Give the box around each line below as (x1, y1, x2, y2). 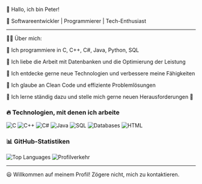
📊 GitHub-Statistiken (6, 138, 70, 146)
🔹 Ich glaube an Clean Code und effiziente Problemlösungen (6, 81, 156, 89)
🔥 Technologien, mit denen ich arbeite (6, 108, 120, 116)
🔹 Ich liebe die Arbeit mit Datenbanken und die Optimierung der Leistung (6, 58, 186, 65)
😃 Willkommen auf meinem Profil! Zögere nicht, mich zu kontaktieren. (6, 171, 180, 178)
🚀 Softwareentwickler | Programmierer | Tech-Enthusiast (6, 17, 147, 24)
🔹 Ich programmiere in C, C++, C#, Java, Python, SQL (6, 46, 139, 54)
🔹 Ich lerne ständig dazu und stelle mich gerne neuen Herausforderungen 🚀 (6, 94, 194, 100)
